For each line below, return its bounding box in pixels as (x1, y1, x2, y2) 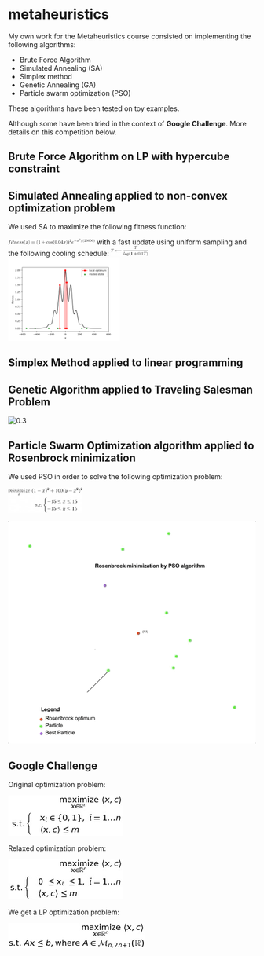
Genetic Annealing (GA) (19, 80, 97, 90)
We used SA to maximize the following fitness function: (8, 222, 187, 232)
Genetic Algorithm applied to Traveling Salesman (8, 383, 254, 396)
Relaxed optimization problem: (8, 844, 107, 853)
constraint (8, 163, 60, 176)
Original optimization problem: (8, 780, 106, 789)
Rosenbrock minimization (8, 451, 136, 464)
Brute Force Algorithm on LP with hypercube (8, 150, 230, 163)
